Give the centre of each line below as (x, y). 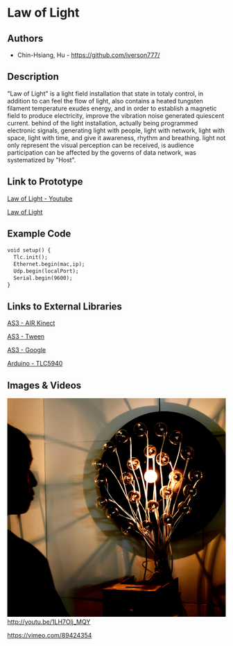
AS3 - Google (27, 350)
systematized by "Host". (42, 160)
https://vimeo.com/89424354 (50, 636)
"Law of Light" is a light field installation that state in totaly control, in (105, 93)
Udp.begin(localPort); (46, 271)
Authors (25, 39)
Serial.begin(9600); (43, 278)
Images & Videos (44, 385)
